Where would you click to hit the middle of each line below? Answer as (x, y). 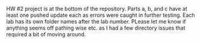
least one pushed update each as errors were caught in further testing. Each (100, 15)
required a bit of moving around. (46, 34)
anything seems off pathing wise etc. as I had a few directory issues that (96, 28)
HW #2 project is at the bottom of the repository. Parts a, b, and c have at (97, 9)
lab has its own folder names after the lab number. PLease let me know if (96, 21)
